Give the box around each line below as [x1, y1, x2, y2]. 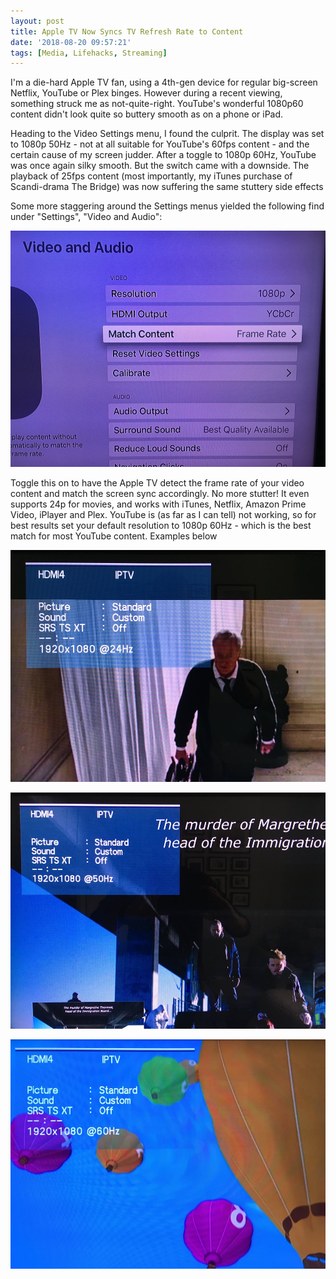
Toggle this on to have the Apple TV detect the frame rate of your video [10, 477, 305, 489]
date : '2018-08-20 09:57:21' [10, 37, 132, 47]
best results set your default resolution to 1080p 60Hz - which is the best [10, 520, 312, 532]
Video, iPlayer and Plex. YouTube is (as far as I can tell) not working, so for [10, 509, 317, 521]
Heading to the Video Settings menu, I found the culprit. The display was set [10, 128, 325, 140]
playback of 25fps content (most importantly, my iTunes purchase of [10, 170, 293, 182]
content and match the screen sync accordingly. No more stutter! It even [10, 488, 310, 500]
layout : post [10, 16, 65, 26]
